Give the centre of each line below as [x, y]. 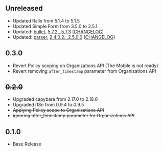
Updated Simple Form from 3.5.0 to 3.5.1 [55, 26]
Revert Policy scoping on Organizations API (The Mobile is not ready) [85, 66]
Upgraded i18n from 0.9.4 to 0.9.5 [48, 105]
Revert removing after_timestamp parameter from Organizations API [84, 71]
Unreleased [24, 8]
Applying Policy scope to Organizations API [58, 110]
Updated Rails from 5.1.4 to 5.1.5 [46, 20]
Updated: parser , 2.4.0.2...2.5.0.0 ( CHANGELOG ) [64, 37]
